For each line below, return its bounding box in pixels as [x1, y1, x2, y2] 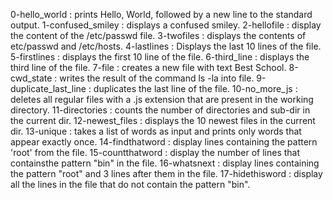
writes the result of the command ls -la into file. [59, 72, 255, 84]
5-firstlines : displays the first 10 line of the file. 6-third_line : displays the [10, 51, 310, 63]
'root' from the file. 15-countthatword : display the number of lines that [10, 147, 301, 158]
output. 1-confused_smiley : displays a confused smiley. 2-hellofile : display [10, 19, 322, 31]
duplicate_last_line [10, 83, 87, 94]
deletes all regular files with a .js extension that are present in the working [10, 94, 314, 105]
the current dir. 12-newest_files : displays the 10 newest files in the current [10, 115, 316, 126]
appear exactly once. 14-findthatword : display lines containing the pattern [10, 136, 318, 148]
